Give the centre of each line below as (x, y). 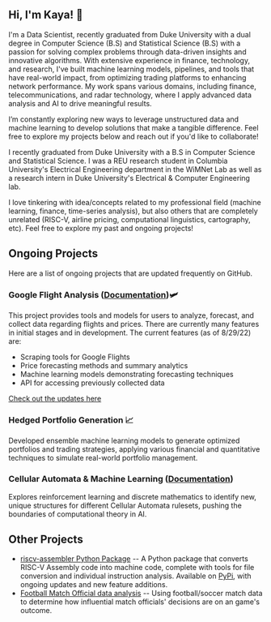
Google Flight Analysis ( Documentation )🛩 (93, 294)
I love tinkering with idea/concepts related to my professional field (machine (135, 202)
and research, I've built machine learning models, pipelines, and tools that (131, 69)
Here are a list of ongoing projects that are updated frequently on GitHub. (131, 273)
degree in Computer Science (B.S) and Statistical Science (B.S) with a (125, 43)
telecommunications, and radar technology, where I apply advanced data (130, 95)
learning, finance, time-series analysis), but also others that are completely (133, 211)
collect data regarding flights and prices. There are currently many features (134, 324)
